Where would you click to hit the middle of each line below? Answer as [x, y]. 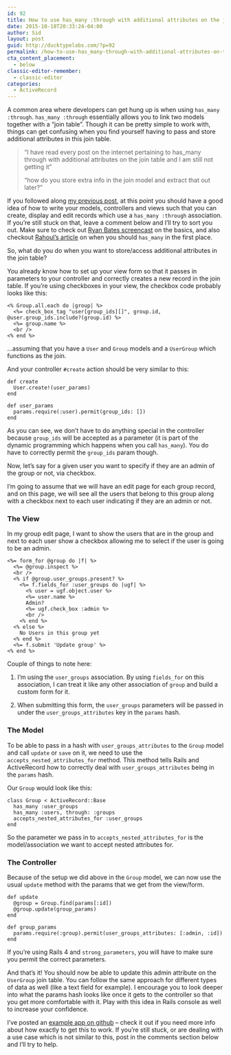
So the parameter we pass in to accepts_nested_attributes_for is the [106, 837]
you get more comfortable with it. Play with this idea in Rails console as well [114, 1002]
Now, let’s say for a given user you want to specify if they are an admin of [111, 466]
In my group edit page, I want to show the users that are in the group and [111, 534]
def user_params [30, 406]
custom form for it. [43, 692]
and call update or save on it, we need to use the [75, 753]
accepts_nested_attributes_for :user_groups [78, 819]
